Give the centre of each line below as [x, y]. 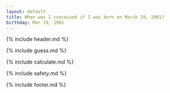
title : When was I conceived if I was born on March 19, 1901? [85, 17]
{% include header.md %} [37, 39]
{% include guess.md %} [36, 51]
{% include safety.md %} [36, 74]
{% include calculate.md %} [40, 62]
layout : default [26, 11]
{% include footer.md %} [36, 85]
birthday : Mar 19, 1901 [35, 22]
